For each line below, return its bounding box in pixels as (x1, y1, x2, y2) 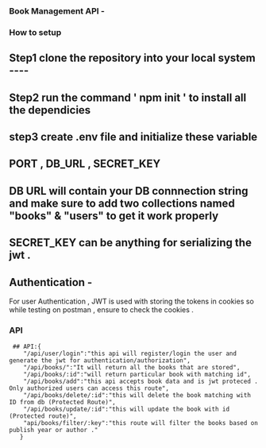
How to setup (9, 26, 62, 37)
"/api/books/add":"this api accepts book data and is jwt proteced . (23, 377, 259, 386)
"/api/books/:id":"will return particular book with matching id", (23, 371, 251, 379)
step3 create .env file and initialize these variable (9, 130, 258, 144)
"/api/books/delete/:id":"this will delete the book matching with (23, 392, 251, 400)
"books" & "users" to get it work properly (9, 209, 219, 222)
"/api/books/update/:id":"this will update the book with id (23, 405, 229, 414)
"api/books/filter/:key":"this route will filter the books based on (23, 419, 259, 427)
